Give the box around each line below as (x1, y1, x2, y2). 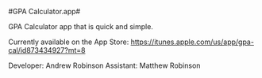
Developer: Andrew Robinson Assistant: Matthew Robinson (8, 61, 201, 70)
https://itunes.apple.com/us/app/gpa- (130, 37, 254, 46)
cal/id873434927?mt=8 (8, 46, 86, 54)
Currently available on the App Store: (8, 37, 129, 46)
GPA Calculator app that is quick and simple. (8, 22, 153, 31)
